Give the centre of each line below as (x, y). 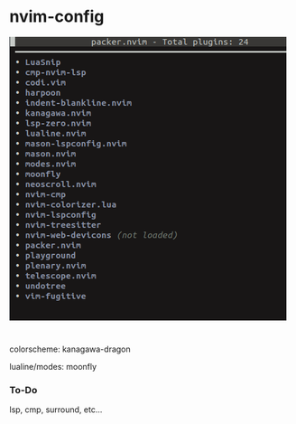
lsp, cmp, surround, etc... (56, 410)
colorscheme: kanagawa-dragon (70, 349)
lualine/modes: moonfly (53, 367)
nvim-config (57, 17)
